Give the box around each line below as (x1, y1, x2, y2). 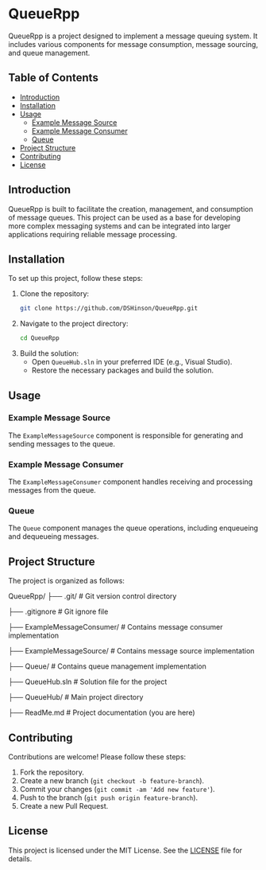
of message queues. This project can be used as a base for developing (8, 213, 241, 222)
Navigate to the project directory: (19, 319, 129, 329)
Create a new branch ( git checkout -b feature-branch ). (19, 776, 205, 786)
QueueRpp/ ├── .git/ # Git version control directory (8, 591, 177, 601)
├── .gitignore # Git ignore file (8, 607, 109, 617)
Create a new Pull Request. (19, 802, 109, 811)
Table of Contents (8, 71, 99, 84)
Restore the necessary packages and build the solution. (31, 365, 214, 375)
